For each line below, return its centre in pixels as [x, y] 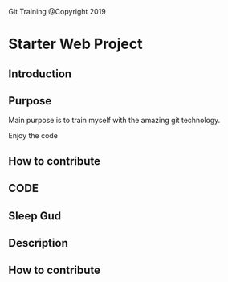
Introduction [40, 74]
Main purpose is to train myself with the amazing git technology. [114, 121]
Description [38, 243]
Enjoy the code [33, 136]
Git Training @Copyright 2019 [57, 12]
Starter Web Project [75, 44]
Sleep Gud [35, 216]
